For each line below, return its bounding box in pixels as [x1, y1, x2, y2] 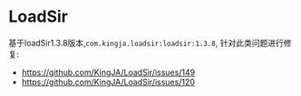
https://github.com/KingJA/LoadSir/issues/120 [21, 76, 196, 87]
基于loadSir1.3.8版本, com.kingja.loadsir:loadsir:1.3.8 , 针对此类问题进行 [8, 37, 285, 48]
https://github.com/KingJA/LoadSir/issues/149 [21, 66, 196, 78]
